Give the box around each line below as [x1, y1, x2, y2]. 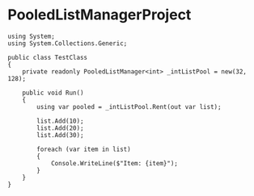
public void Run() [22, 89, 84, 97]
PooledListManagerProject [7, 6, 192, 24]
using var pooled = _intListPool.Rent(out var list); [36, 102, 222, 111]
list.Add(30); [36, 131, 84, 139]
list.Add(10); [36, 117, 84, 125]
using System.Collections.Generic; [7, 39, 128, 48]
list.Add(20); [36, 123, 84, 132]
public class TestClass [7, 53, 88, 61]
